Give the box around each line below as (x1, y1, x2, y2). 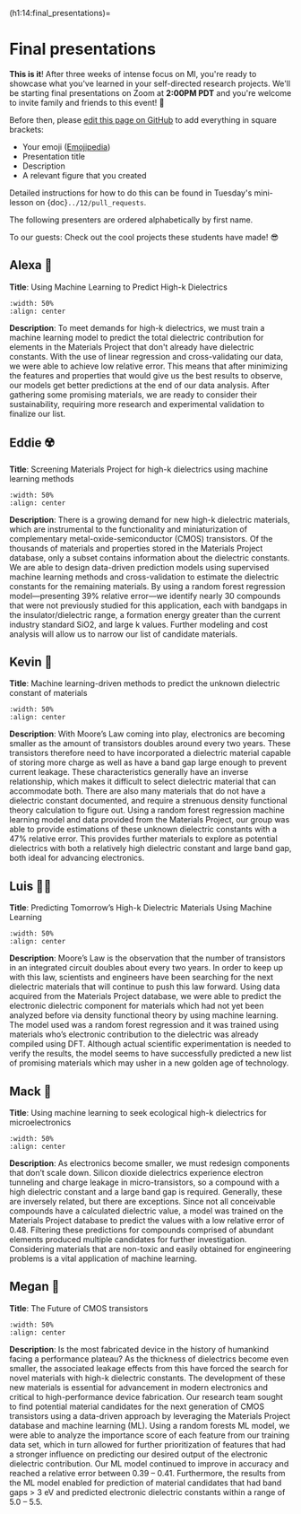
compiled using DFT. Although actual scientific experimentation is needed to (9, 1039, 291, 1049)
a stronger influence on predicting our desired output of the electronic (9, 1449, 269, 1459)
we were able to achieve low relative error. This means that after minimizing (9, 361, 288, 371)
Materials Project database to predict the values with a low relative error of (9, 1215, 285, 1225)
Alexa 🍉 (9, 257, 53, 273)
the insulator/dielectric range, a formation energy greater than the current (9, 609, 280, 620)
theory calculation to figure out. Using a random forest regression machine (9, 805, 285, 815)
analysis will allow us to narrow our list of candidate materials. (9, 628, 238, 640)
